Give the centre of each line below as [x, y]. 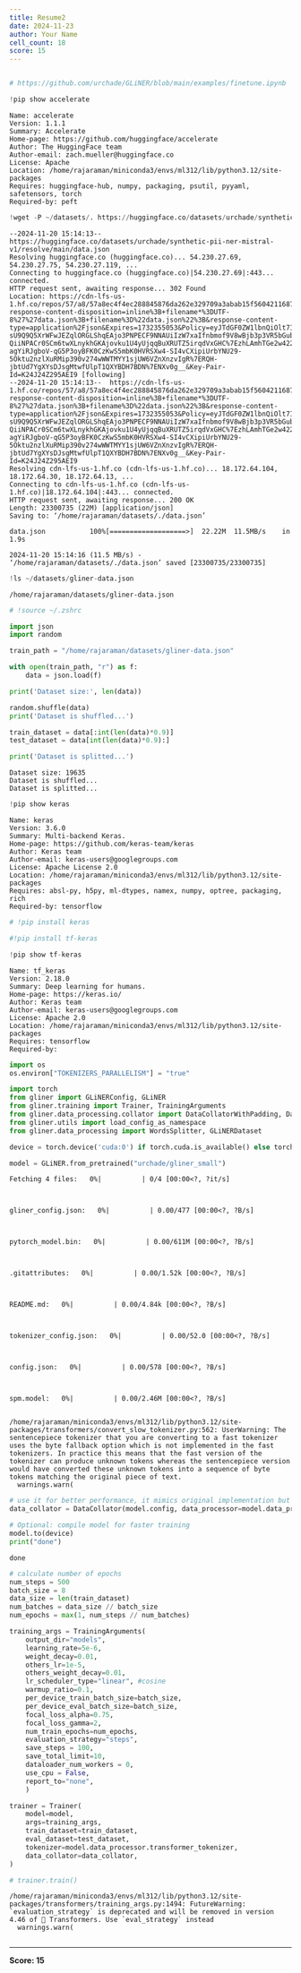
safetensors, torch [46, 193]
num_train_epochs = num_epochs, [82, 1731]
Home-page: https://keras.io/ [66, 994]
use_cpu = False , [58, 1773]
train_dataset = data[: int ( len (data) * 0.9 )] [92, 732]
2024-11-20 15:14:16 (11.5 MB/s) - [76, 555]
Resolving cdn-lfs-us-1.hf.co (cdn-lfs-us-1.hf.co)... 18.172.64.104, [144, 468]
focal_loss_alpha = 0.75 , [70, 1715]
